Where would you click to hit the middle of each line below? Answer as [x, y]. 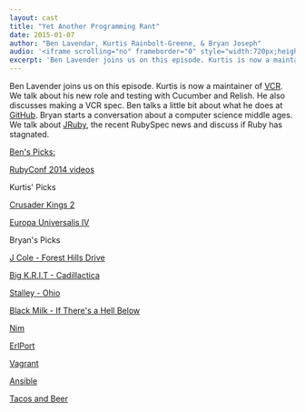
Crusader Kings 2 [42, 205]
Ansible [24, 381]
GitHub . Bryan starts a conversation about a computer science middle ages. [151, 115]
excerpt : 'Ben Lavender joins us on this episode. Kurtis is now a [140, 60]
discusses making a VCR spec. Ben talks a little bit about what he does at [146, 105]
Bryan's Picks [35, 240]
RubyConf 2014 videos [52, 170]
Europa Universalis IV [49, 222]
